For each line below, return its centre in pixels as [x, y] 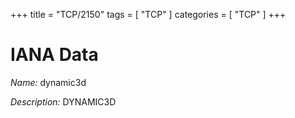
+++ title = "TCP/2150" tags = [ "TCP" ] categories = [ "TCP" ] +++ [148, 14]
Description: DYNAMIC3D [63, 101]
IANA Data [54, 55]
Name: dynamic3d [48, 82]
